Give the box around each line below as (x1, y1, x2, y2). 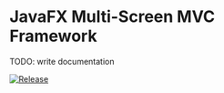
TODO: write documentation (9, 56, 115, 67)
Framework (9, 26, 97, 46)
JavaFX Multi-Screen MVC (9, 6, 216, 27)
